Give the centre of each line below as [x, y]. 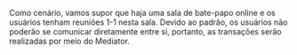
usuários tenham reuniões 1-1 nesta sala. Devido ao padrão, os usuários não [148, 22]
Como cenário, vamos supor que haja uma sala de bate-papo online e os [142, 13]
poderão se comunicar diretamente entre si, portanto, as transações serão [145, 31]
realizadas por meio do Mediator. [70, 41]
